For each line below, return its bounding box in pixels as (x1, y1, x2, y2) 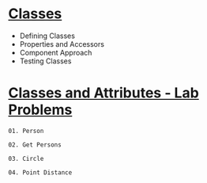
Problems (8, 101, 73, 119)
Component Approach (19, 48, 92, 57)
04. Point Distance (8, 168, 73, 177)
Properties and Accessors (19, 39, 105, 48)
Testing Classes (19, 56, 72, 66)
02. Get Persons (8, 140, 62, 149)
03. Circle (8, 154, 44, 162)
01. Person (8, 127, 44, 135)
